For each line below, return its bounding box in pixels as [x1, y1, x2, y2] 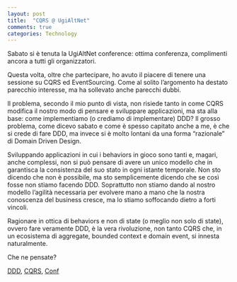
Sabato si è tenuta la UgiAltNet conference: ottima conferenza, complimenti [7, 49, 228, 58]
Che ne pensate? [7, 253, 57, 262]
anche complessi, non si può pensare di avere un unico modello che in [7, 158, 213, 167]
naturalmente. [7, 240, 48, 248]
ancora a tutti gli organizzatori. [7, 57, 97, 66]
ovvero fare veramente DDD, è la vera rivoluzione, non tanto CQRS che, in [7, 224, 222, 233]
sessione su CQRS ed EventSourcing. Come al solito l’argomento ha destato [7, 78, 229, 87]
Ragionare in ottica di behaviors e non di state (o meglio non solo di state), [7, 217, 224, 225]
